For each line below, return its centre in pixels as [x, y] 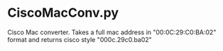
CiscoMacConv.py [63, 13]
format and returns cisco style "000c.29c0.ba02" [80, 39]
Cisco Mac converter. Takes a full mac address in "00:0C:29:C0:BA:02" [112, 32]
